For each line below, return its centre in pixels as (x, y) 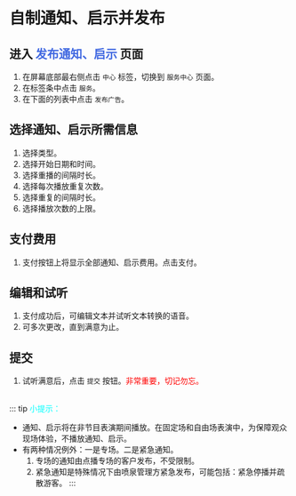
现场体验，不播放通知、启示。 (76, 438)
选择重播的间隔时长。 (61, 175)
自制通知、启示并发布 (88, 18)
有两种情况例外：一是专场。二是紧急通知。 (100, 449)
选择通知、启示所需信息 (73, 130)
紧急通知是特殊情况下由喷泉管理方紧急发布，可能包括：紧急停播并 (156, 471)
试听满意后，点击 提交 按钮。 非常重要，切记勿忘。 (113, 381)
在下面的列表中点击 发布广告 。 (76, 99)
